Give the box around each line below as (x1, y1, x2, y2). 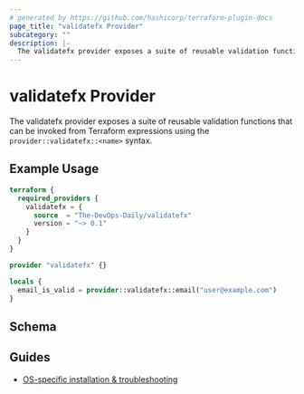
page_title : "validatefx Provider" (9, 22, 144, 31)
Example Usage (9, 161, 100, 177)
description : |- (9, 38, 71, 48)
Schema (9, 319, 57, 334)
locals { (9, 277, 43, 286)
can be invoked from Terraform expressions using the (9, 126, 210, 137)
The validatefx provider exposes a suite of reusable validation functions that (9, 116, 293, 127)
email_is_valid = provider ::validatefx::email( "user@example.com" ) (17, 285, 278, 294)
